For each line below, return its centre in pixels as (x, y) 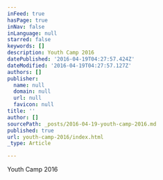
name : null (29, 85)
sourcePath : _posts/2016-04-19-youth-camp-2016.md (82, 124)
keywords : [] (26, 46)
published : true (31, 130)
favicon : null (34, 105)
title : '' (22, 111)
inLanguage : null (32, 33)
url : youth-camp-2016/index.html (55, 137)
